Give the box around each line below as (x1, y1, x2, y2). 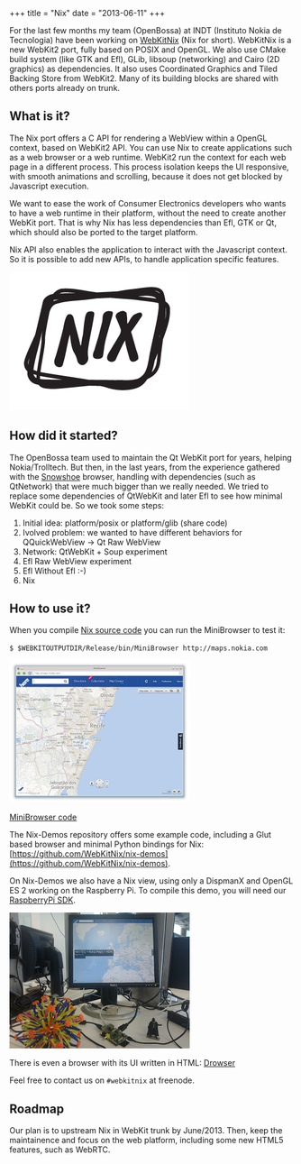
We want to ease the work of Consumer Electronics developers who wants (9, 197, 287, 208)
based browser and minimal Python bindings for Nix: (9, 839, 205, 850)
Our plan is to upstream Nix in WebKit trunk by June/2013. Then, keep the (9, 1125, 283, 1136)
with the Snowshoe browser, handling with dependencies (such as (9, 471, 256, 481)
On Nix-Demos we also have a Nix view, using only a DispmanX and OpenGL (9, 875, 294, 886)
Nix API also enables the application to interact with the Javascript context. (9, 243, 288, 255)
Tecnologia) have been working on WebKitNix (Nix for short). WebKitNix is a (9, 35, 292, 45)
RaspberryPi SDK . (9, 894, 77, 905)
